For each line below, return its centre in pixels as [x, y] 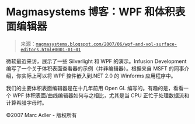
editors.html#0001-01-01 [51, 49]
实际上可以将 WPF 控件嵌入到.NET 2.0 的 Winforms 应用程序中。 [99, 76]
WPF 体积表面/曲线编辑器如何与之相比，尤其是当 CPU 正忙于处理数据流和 [101, 95]
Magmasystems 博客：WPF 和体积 [90, 12]
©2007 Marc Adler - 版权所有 [41, 115]
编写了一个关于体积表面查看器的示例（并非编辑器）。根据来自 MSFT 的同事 [95, 68]
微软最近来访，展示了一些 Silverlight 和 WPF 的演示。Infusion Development [96, 61]
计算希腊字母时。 [27, 102]
